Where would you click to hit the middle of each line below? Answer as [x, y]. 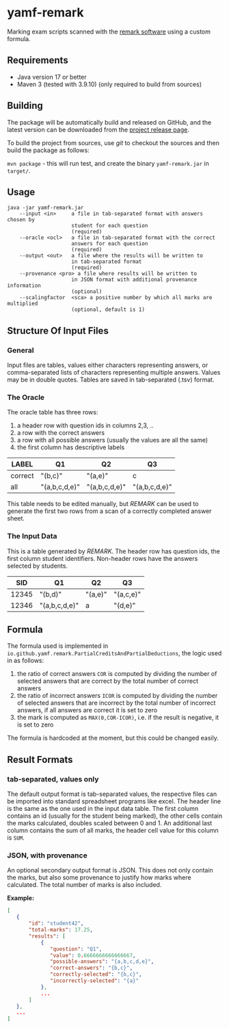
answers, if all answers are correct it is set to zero [87, 710]
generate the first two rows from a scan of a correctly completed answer [109, 511]
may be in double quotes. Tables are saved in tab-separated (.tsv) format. [111, 380]
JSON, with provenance [47, 855]
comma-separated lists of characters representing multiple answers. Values [114, 373]
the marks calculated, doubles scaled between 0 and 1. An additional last [110, 823]
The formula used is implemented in [58, 646]
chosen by [21, 220]
